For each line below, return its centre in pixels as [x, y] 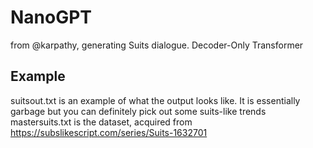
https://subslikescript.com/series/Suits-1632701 [109, 132]
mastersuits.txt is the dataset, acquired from [101, 122]
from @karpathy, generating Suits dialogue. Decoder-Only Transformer [157, 45]
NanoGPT [51, 17]
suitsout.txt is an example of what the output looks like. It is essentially [155, 100]
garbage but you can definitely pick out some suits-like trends [138, 111]
